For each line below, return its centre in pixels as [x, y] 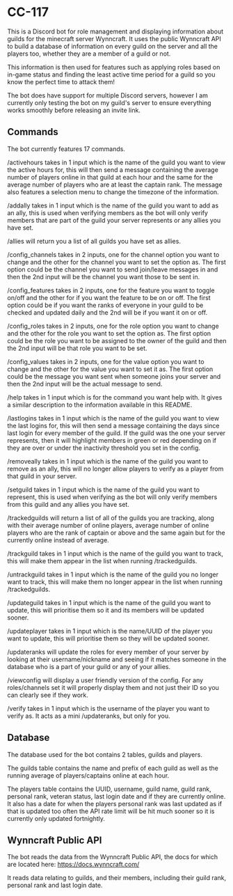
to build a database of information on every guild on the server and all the [112, 46]
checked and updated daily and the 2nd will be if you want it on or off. [107, 312]
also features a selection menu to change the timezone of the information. [113, 191]
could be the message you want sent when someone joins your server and [114, 376]
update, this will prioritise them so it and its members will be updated [106, 610]
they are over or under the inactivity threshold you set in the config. [104, 448]
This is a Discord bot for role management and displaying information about [115, 31]
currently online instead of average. [58, 540]
